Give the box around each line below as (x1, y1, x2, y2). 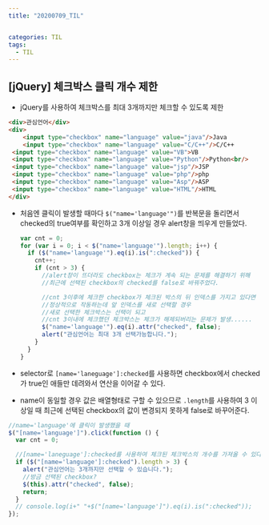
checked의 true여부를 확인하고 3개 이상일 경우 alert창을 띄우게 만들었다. (19, 218, 247, 228)
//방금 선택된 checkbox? (22, 473, 98, 481)
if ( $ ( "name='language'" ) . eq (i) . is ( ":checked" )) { (27, 249, 200, 257)
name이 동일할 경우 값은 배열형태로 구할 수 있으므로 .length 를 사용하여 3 (19, 395, 250, 405)
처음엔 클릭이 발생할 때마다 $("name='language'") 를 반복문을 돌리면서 (19, 208, 240, 218)
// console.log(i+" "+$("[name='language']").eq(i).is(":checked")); (15, 503, 252, 511)
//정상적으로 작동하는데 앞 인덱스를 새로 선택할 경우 (41, 301, 191, 309)
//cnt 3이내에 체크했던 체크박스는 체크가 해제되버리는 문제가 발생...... (41, 315, 253, 324)
